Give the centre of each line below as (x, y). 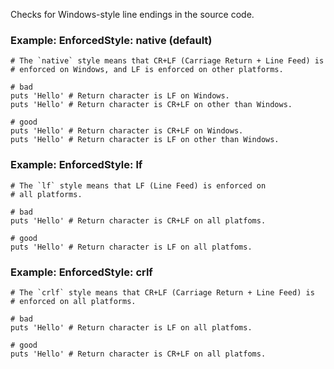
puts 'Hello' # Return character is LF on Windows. (120, 96)
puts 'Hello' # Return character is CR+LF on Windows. (127, 131)
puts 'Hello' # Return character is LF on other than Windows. (145, 140)
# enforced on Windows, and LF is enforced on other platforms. (147, 70)
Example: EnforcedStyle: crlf (81, 272)
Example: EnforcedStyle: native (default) (111, 40)
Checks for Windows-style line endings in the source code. (132, 14)
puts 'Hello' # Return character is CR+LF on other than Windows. (151, 105)
